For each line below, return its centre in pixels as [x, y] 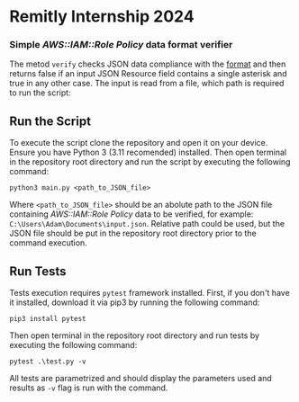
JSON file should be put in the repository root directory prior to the [133, 233]
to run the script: [40, 93]
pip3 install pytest [48, 319]
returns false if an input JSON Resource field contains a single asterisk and [148, 74]
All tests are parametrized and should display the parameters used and [140, 379]
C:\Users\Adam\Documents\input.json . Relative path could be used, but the [147, 224]
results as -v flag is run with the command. [89, 388]
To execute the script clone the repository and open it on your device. [139, 143]
